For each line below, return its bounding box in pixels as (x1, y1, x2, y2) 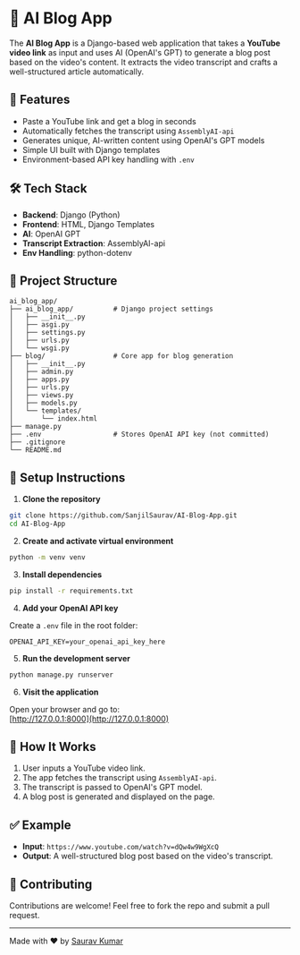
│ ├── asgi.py (9, 320, 70, 329)
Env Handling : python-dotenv (21, 247, 132, 258)
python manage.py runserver (9, 670, 114, 679)
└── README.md (9, 446, 62, 455)
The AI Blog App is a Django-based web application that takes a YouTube (9, 38, 281, 48)
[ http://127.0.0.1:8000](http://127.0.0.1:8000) (9, 713, 170, 724)
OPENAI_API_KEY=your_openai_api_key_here (9, 637, 166, 646)
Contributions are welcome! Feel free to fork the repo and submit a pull (9, 900, 271, 911)
